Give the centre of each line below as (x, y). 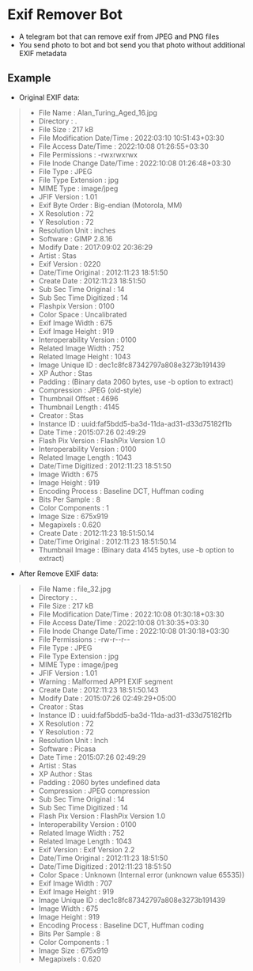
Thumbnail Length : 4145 (79, 407)
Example (29, 78)
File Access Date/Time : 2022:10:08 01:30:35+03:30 (124, 622)
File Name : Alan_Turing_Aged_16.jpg (98, 112)
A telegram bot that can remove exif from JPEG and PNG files (119, 36)
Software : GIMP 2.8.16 (76, 238)
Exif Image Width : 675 (76, 323)
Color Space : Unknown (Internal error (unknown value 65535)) (142, 874)
